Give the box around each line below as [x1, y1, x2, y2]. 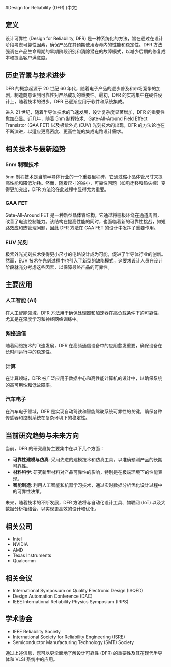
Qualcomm [12, 558, 36, 564]
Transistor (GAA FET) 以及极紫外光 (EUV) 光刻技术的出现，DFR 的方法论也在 [5, 122, 165, 128]
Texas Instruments [12, 552, 52, 558]
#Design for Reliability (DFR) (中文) [5, 5, 78, 10]
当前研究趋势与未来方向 [5, 431, 79, 440]
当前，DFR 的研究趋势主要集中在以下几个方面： [5, 446, 105, 452]
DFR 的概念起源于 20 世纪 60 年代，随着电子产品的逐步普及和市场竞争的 [5, 85, 156, 91]
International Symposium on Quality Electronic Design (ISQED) [12, 587, 144, 593]
